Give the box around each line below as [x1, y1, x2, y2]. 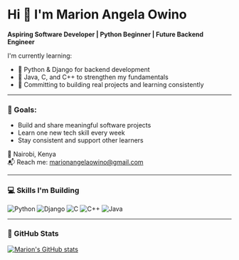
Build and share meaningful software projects [17, 121, 152, 130]
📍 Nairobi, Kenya [7, 150, 57, 159]
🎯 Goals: [7, 105, 37, 115]
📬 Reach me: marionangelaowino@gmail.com [7, 158, 144, 167]
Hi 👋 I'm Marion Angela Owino [7, 6, 187, 23]
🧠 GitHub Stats [7, 229, 59, 239]
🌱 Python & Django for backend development [17, 65, 151, 73]
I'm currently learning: [7, 51, 73, 60]
